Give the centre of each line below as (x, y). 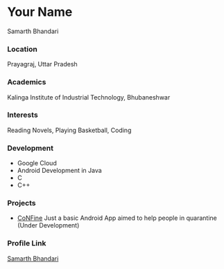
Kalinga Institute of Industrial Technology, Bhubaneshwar (89, 97)
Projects (21, 203)
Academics (27, 82)
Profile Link (27, 243)
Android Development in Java (59, 171)
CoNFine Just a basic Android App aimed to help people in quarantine (117, 218)
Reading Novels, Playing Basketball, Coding (69, 130)
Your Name (40, 12)
